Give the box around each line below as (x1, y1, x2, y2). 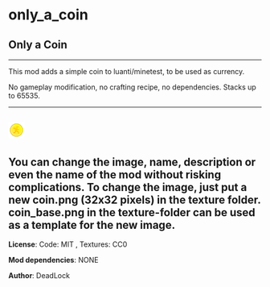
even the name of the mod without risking (8, 168, 222, 181)
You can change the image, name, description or (8, 155, 256, 168)
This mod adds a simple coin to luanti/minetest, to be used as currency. (8, 67, 245, 76)
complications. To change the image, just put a (8, 180, 247, 194)
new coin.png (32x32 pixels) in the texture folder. (8, 193, 261, 206)
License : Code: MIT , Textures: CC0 (8, 239, 128, 249)
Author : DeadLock (8, 271, 71, 281)
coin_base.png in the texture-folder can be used (8, 206, 256, 219)
